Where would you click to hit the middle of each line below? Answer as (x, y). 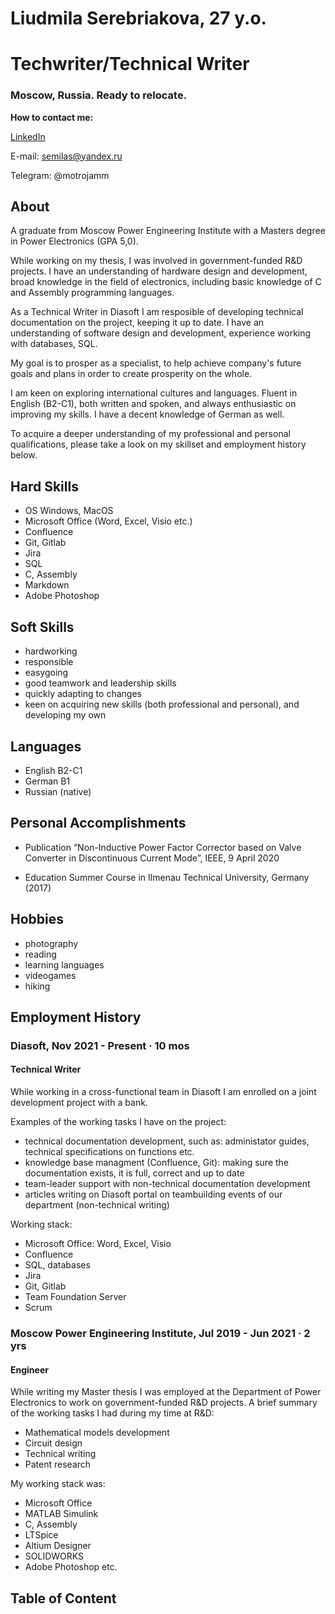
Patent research (58, 1464)
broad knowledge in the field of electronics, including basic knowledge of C (166, 282)
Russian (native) (58, 791)
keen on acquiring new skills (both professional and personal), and (162, 704)
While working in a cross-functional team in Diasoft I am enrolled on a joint (163, 1092)
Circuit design (53, 1443)
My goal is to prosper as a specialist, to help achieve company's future (156, 363)
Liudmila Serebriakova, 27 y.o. (138, 18)
